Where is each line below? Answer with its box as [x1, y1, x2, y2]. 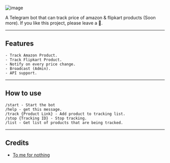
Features [5, 39, 34, 48]
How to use [5, 89, 41, 98]
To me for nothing [12, 152, 50, 158]
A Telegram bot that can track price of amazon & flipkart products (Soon [5, 15, 156, 20]
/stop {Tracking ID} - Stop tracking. [5, 115, 87, 121]
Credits [5, 139, 29, 147]
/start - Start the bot [5, 102, 56, 107]
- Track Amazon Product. [5, 53, 58, 58]
